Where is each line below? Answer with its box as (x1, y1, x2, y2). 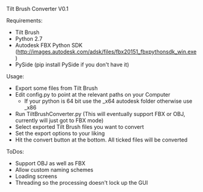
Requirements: (6, 17, 43, 24)
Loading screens (15, 173, 58, 180)
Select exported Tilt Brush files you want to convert (15, 123, 144, 130)
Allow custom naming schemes (15, 166, 94, 173)
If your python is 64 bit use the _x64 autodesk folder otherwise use (24, 97, 193, 105)
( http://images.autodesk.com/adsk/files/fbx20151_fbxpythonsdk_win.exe (15, 48, 197, 55)
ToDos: (6, 148, 24, 155)
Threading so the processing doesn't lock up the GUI (15, 179, 148, 186)
